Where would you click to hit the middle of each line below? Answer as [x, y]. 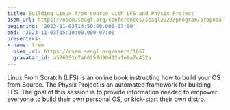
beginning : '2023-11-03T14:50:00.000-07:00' [72, 26]
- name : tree [26, 45]
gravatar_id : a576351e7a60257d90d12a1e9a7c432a [82, 58]
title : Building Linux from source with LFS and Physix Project [101, 13]
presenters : [24, 39]
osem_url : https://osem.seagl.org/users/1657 [79, 52]
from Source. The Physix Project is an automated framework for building [109, 84]
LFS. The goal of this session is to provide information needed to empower [112, 92]
